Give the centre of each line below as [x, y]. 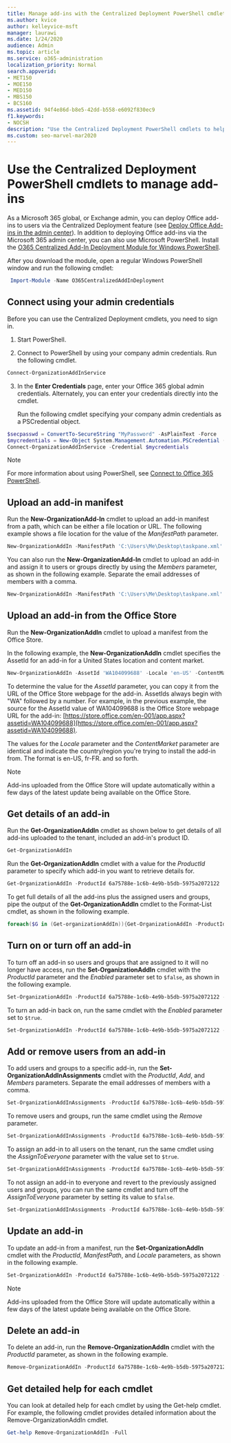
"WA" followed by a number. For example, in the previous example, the [107, 700]
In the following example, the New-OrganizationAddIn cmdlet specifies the [114, 653]
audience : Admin [30, 46]
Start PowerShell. [42, 340]
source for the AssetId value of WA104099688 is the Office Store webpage [113, 708]
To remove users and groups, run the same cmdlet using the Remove [105, 1116]
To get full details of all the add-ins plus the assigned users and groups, [109, 897]
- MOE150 [20, 84]
